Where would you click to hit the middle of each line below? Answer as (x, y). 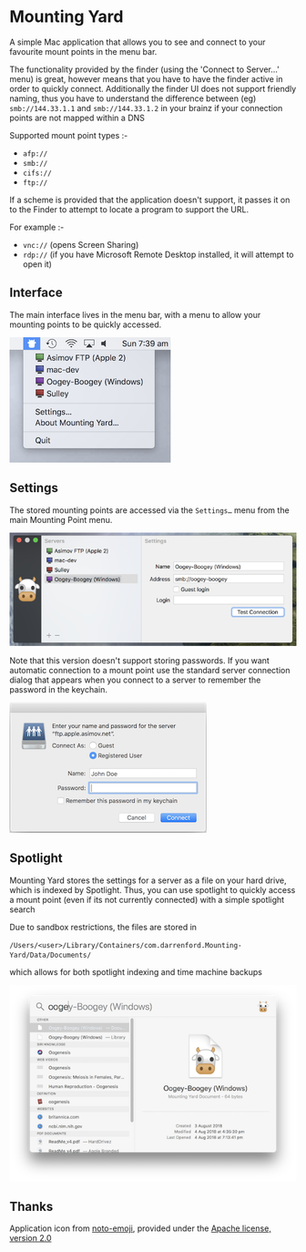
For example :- (37, 227)
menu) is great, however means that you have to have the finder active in (146, 78)
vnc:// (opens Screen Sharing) (81, 244)
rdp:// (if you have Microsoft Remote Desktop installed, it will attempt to (158, 254)
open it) (37, 264)
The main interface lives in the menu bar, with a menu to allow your (135, 314)
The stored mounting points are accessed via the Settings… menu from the (149, 510)
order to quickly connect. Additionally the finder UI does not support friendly (153, 88)
